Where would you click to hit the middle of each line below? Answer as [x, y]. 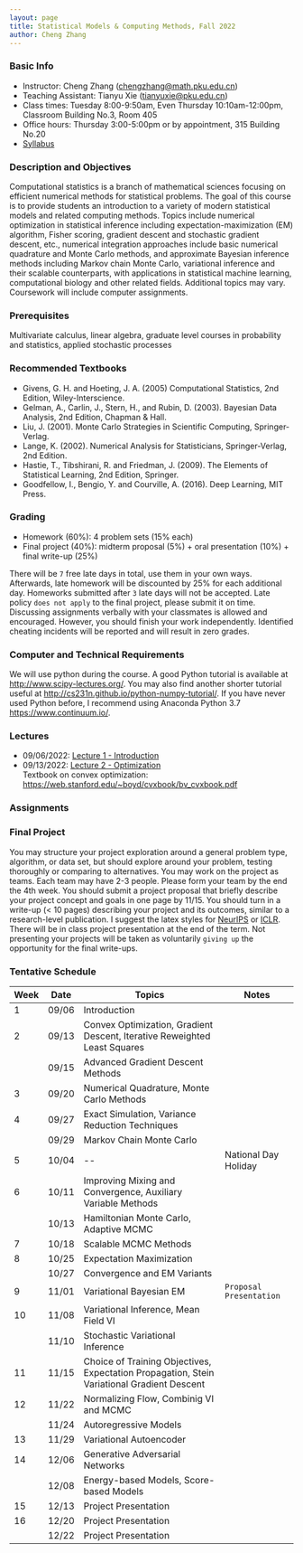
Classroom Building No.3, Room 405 [90, 115]
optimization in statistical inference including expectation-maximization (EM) [151, 225]
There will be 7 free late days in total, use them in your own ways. [131, 573]
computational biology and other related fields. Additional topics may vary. [147, 282]
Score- [199, 1480]
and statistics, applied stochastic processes [91, 345]
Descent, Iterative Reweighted [147, 1036]
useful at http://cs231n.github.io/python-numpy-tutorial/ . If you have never [147, 693]
